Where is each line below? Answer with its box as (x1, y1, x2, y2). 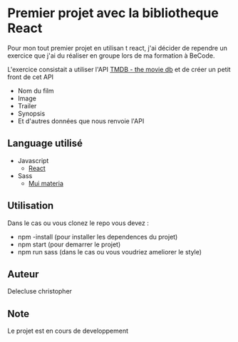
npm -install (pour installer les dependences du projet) (17, 232, 178, 241)
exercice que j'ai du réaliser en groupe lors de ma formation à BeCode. (7, 51, 215, 60)
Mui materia (28, 179, 64, 187)
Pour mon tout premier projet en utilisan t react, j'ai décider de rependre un (7, 43, 228, 52)
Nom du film (17, 86, 54, 95)
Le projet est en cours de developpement (7, 326, 129, 336)
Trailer (17, 101, 37, 110)
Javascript (17, 156, 49, 165)
